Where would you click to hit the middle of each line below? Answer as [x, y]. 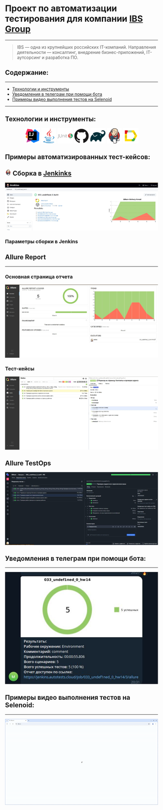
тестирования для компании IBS [74, 19]
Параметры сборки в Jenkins [42, 241]
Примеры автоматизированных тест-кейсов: [78, 157]
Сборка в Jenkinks [42, 174]
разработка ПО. [62, 57]
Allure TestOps [28, 463]
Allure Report [25, 257]
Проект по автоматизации [61, 8]
